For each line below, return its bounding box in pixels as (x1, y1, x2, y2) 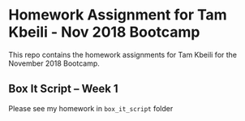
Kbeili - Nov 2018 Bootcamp (8, 23, 200, 41)
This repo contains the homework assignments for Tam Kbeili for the (8, 50, 238, 59)
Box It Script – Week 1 (8, 82, 119, 96)
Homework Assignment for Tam (8, 6, 227, 24)
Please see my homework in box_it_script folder (8, 103, 174, 113)
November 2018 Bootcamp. (8, 58, 100, 68)
